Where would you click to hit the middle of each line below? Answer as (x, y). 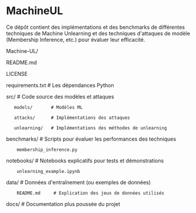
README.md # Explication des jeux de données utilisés (91, 193)
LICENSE (17, 74)
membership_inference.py (47, 149)
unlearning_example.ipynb (49, 171)
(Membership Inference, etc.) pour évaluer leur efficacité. (76, 39)
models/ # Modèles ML (48, 107)
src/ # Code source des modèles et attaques (60, 96)
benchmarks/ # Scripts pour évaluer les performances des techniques (91, 139)
